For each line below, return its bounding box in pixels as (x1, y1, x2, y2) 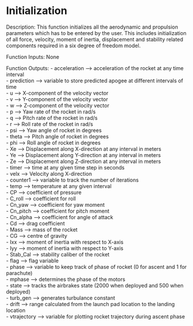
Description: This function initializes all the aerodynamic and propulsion (6, 23, 178, 30)
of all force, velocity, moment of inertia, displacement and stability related (6, 36, 184, 43)
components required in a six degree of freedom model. (6, 42, 141, 49)
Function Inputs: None (6, 53, 60, 60)
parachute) (6, 269, 33, 276)
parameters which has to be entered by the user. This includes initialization (6, 29, 187, 36)
